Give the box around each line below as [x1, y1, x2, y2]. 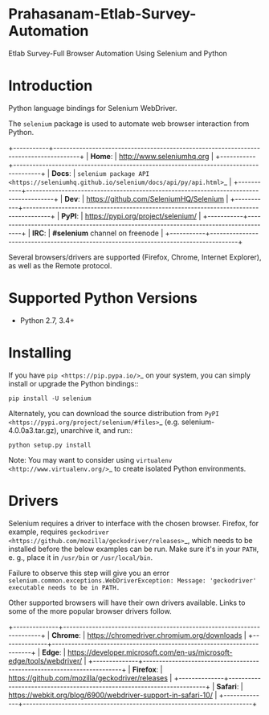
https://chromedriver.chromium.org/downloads [87, 630, 243, 639]
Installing [8, 344, 72, 362]
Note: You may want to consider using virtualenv [8, 455, 173, 464]
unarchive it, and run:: [59, 425, 133, 435]
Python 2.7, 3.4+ [19, 315, 75, 325]
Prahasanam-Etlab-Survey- [8, 5, 197, 23]
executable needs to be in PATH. [8, 583, 120, 591]
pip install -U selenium [8, 394, 92, 402]
